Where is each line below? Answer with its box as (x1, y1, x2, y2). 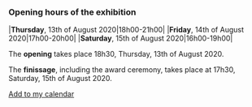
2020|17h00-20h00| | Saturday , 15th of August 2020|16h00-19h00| (8, 33, 233, 43)
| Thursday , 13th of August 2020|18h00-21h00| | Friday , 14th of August (8, 25, 244, 35)
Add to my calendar (8, 89, 75, 99)
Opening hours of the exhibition (8, 6, 137, 18)
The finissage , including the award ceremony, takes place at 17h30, (8, 65, 236, 75)
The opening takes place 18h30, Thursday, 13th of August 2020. (8, 49, 224, 59)
